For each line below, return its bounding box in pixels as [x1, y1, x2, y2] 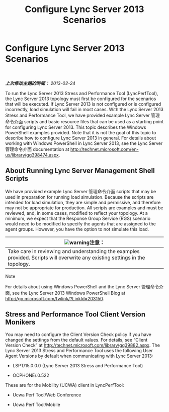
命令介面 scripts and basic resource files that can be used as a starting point [5, 118, 164, 124]
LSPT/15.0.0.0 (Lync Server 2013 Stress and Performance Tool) [12, 362, 143, 368]
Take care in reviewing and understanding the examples [8, 248, 140, 255]
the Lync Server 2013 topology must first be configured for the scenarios [5, 96, 156, 102]
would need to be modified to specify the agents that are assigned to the [5, 220, 156, 227]
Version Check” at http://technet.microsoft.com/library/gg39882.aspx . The [5, 342, 160, 348]
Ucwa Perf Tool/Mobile [12, 401, 60, 407]
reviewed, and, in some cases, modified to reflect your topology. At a [5, 210, 148, 216]
